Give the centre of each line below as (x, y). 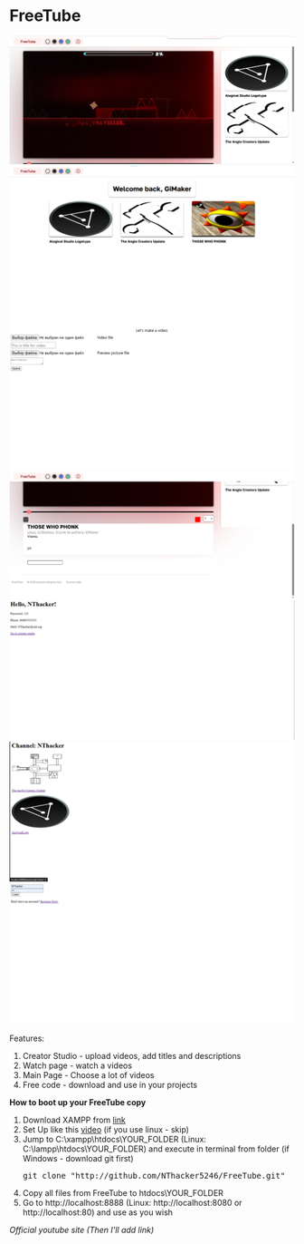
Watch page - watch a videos (77, 1065)
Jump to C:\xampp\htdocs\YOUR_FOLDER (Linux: (114, 1139)
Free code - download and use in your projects (110, 1084)
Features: (27, 1038)
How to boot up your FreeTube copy (78, 1102)
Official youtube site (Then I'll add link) (82, 1229)
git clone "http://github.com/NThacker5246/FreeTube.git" (154, 1176)
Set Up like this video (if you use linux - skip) (106, 1129)
